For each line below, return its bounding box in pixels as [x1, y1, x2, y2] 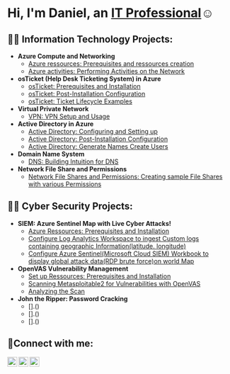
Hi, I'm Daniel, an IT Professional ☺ [7, 5, 214, 21]
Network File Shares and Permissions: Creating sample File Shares [28, 172, 223, 181]
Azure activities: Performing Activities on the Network [28, 67, 185, 75]
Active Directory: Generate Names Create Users [28, 142, 168, 150]
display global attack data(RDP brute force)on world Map [28, 256, 195, 265]
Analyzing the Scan [28, 287, 85, 295]
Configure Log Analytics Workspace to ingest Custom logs [28, 234, 200, 242]
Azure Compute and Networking [17, 52, 115, 60]
